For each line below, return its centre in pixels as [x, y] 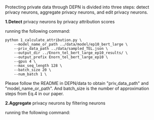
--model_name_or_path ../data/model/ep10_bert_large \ [71, 44]
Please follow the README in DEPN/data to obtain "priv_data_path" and [77, 83]
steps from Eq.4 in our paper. [34, 94]
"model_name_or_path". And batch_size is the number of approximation [77, 88]
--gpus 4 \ [25, 61]
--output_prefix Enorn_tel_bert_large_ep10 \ [61, 57]
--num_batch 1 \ [31, 74]
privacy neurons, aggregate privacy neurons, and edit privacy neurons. [77, 12]
